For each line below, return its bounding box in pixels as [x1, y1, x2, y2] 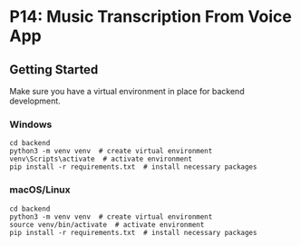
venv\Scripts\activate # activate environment [9, 154, 193, 164]
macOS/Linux [9, 183, 71, 196]
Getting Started [9, 62, 99, 77]
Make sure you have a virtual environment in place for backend [9, 86, 245, 96]
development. [9, 95, 61, 106]
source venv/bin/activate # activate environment [9, 220, 205, 229]
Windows [9, 118, 53, 131]
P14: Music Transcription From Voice [9, 6, 292, 27]
